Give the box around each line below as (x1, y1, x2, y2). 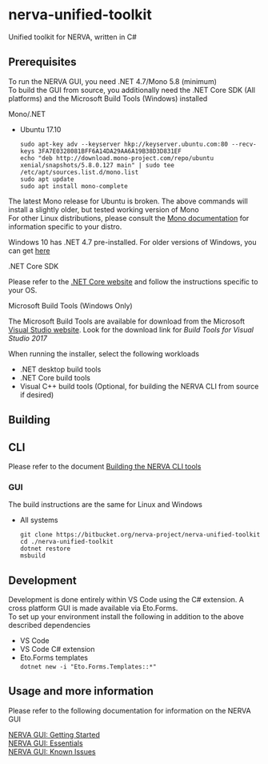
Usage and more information (8, 685, 154, 698)
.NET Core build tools (19, 372, 90, 382)
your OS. (8, 285, 38, 295)
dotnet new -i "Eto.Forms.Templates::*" (19, 663, 157, 671)
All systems (19, 515, 58, 525)
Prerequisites (8, 55, 77, 69)
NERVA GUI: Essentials (8, 738, 83, 748)
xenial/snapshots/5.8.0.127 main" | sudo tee (19, 161, 174, 169)
